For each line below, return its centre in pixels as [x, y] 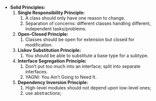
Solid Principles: [28, 7]
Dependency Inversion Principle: [53, 82]
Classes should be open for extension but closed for [80, 39]
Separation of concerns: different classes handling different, [88, 23]
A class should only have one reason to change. [75, 18]
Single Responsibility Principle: [51, 13]
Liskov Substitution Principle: [49, 50]
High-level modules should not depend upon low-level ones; [88, 88]
